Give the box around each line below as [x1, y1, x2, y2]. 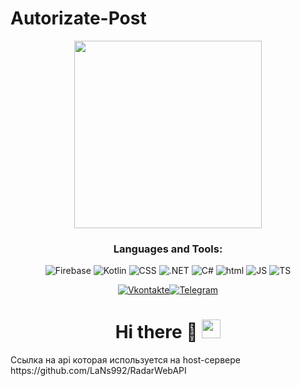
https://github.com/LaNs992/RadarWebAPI [10, 365, 187, 377]
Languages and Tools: [113, 242, 223, 256]
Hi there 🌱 [114, 321, 198, 344]
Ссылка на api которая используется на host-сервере [10, 354, 241, 366]
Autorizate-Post [10, 7, 147, 30]
